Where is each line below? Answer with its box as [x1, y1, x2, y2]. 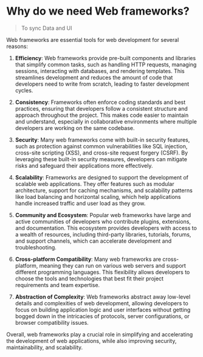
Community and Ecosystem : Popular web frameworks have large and [15, 211, 191, 218]
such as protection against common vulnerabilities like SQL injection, [15, 142, 188, 150]
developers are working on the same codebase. [15, 124, 135, 131]
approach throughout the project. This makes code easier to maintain [15, 111, 189, 119]
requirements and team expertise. [15, 281, 100, 288]
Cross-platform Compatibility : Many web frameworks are [15, 255, 162, 263]
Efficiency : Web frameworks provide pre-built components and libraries [15, 54, 196, 61]
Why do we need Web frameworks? [6, 4, 190, 18]
